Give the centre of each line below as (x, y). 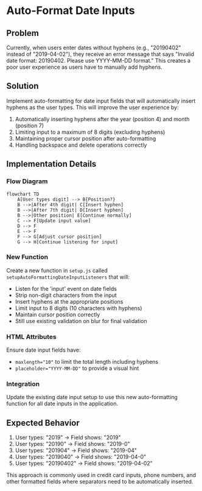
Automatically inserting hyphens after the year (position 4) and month (102, 119)
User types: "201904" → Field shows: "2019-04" (76, 450)
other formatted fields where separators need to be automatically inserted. (100, 482)
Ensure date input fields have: (44, 350)
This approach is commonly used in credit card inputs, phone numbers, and (101, 475)
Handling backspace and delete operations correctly (81, 145)
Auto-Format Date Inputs (71, 11)
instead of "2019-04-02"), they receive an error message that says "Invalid (100, 54)
